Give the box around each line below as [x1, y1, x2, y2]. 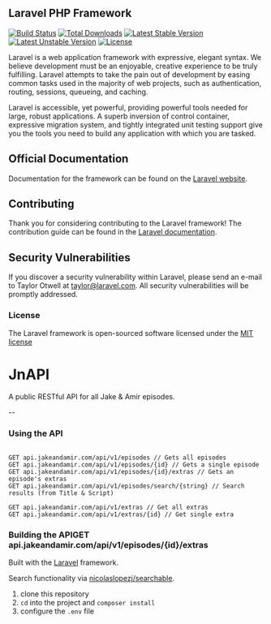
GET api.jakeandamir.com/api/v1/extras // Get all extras [8, 503, 209, 511]
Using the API [8, 428, 63, 439]
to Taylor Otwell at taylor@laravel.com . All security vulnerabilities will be [8, 281, 249, 290]
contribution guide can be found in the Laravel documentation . [8, 227, 217, 237]
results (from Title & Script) [8, 488, 114, 497]
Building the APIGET [8, 529, 90, 540]
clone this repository [19, 589, 89, 599]
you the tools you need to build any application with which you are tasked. [8, 128, 256, 138]
